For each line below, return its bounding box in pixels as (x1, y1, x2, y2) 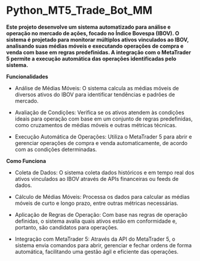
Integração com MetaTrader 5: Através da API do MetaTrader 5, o (14, 235, 176, 242)
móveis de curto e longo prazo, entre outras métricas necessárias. (14, 199, 179, 207)
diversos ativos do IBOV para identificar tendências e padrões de (14, 91, 175, 98)
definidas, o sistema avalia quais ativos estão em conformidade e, (14, 217, 177, 225)
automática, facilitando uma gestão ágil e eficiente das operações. (14, 248, 179, 255)
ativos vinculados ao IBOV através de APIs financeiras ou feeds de (14, 175, 179, 182)
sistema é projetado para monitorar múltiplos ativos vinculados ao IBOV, (6, 36, 189, 43)
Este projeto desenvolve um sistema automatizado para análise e (6, 23, 171, 30)
